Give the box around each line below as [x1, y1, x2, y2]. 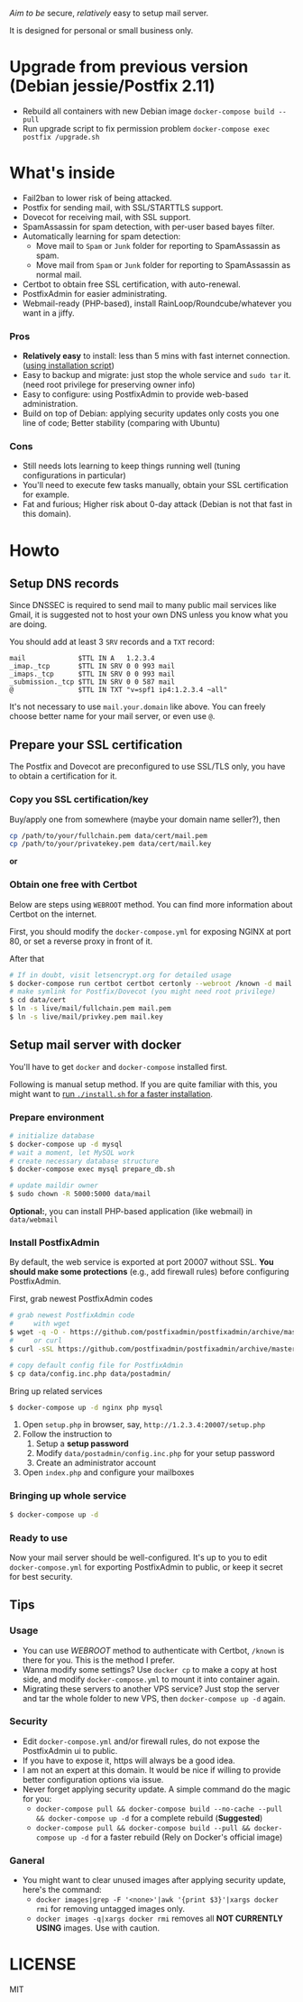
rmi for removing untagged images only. [35, 1904, 185, 1914]
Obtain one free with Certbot [9, 879, 138, 891]
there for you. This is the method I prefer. [22, 1655, 176, 1665]
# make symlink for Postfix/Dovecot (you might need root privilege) [9, 987, 277, 996]
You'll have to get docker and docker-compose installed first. [9, 1061, 228, 1072]
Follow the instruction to [22, 1429, 113, 1440]
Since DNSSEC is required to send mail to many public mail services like [9, 600, 277, 611]
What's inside [9, 162, 115, 183]
